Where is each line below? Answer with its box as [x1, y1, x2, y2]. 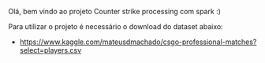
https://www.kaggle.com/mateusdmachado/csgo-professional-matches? [19, 37, 257, 46]
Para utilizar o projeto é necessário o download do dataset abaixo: [8, 22, 223, 31]
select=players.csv [19, 46, 82, 54]
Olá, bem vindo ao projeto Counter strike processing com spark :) [8, 7, 221, 16]
